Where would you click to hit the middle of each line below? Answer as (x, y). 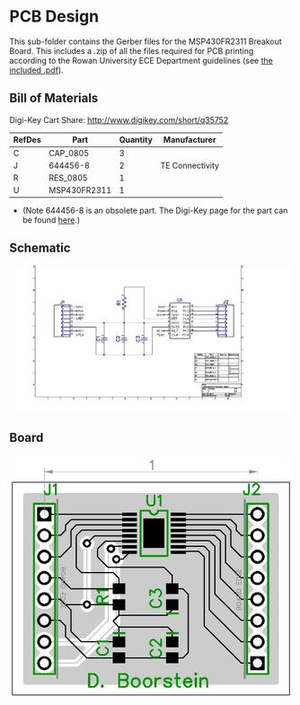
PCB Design (54, 17)
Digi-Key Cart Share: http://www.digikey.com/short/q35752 (119, 119)
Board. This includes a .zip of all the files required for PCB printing (132, 50)
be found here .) (51, 220)
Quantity (136, 140)
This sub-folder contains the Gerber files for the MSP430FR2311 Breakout (146, 41)
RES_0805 (68, 178)
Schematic (40, 248)
